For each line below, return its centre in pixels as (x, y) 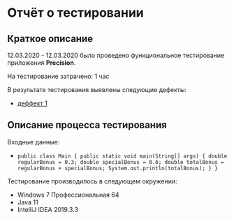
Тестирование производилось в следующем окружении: (92, 181)
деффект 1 (32, 103)
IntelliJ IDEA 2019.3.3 (48, 209)
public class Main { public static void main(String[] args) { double (122, 156)
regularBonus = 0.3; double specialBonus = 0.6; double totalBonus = (121, 162)
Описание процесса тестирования (87, 125)
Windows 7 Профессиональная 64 (68, 195)
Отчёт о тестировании (76, 13)
